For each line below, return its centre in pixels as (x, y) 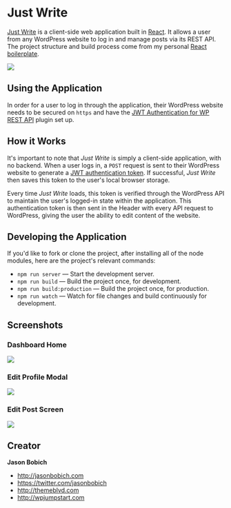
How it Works (37, 142)
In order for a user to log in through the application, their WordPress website (115, 105)
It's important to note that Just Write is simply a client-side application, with (114, 158)
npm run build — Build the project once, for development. (99, 281)
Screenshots (35, 325)
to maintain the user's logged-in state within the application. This (99, 201)
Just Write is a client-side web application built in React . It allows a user (109, 32)
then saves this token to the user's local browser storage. (89, 180)
